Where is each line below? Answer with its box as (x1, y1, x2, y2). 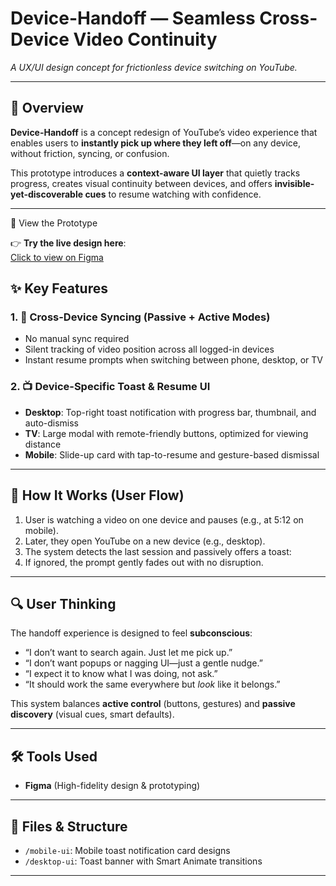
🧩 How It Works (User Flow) (10, 487, 185, 504)
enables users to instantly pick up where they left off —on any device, (10, 137, 302, 149)
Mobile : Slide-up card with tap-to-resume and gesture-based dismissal (24, 448, 320, 461)
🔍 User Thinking (10, 595, 117, 612)
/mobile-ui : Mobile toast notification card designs (24, 844, 231, 856)
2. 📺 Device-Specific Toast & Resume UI (10, 380, 211, 394)
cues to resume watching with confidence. (84, 188, 262, 200)
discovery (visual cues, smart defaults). (10, 708, 175, 721)
